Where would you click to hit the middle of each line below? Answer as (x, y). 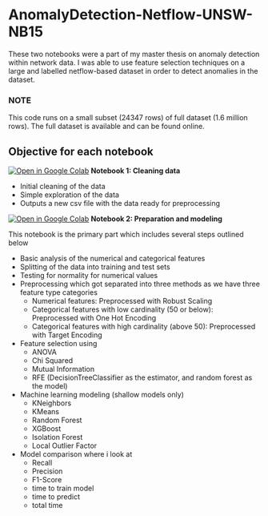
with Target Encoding (67, 335)
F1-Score (47, 480)
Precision (47, 471)
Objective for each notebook (81, 151)
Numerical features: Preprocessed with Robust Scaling (122, 301)
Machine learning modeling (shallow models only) (102, 395)
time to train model (63, 488)
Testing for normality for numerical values (89, 276)
